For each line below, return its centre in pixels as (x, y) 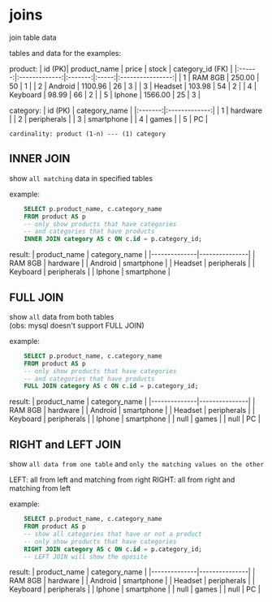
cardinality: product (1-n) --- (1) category (87, 134)
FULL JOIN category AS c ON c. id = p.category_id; (111, 386)
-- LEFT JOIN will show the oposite (86, 557)
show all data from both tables (62, 316)
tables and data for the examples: (65, 53)
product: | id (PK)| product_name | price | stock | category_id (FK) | (121, 69)
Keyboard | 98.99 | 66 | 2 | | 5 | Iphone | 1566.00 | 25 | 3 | (105, 94)
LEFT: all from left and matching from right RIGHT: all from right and (122, 479)
